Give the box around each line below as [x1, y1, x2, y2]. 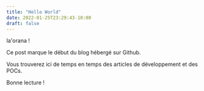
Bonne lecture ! [6, 79, 45, 86]
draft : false [6, 20, 40, 26]
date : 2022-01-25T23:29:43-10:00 [6, 15, 92, 21]
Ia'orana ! [6, 37, 31, 45]
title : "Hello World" [6, 9, 62, 15]
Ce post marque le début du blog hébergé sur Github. [6, 49, 141, 56]
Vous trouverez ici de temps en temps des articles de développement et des [6, 60, 199, 68]
